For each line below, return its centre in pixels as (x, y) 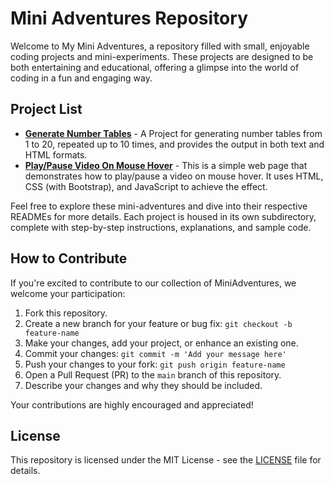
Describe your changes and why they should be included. (143, 385)
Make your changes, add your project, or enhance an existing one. (161, 343)
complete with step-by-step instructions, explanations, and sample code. (161, 227)
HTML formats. (56, 154)
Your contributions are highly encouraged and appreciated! (132, 404)
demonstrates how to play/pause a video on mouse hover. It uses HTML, (174, 176)
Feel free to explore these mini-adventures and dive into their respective (159, 206)
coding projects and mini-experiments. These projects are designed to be (162, 56)
